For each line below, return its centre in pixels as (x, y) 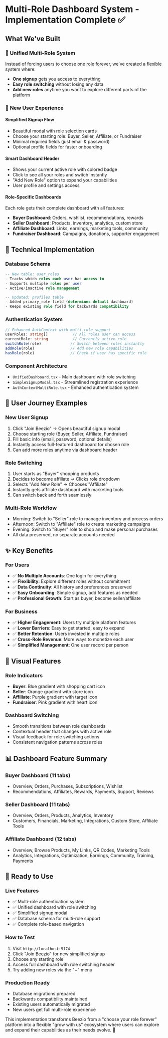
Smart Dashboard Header (32, 158)
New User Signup (27, 418)
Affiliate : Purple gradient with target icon (55, 697)
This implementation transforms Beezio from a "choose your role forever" (81, 1019)
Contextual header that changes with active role (62, 732)
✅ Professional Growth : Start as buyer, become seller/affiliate (77, 598)
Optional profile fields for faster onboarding (57, 147)
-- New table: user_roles (32, 274)
